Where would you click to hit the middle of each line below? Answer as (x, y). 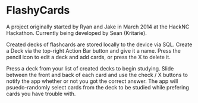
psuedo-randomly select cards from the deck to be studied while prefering (98, 87)
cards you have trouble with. (41, 94)
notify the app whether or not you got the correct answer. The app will (92, 81)
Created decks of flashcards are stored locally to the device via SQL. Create (99, 44)
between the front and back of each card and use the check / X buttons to (97, 75)
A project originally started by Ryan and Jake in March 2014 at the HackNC (98, 27)
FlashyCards (38, 10)
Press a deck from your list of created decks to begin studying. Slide (90, 68)
